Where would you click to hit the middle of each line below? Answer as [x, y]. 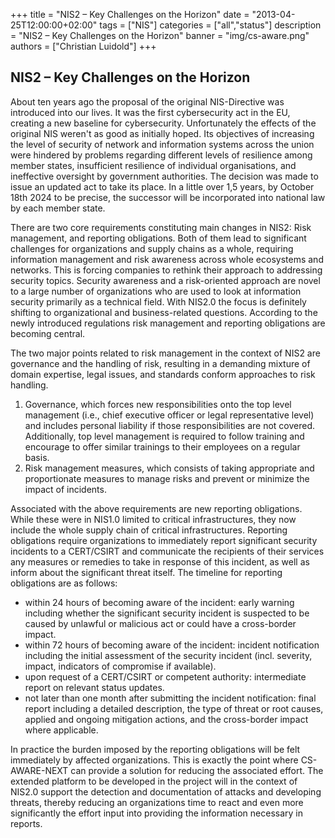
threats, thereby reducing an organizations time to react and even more [157, 802]
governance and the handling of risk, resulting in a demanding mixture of [160, 363]
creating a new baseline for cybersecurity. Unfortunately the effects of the [163, 123]
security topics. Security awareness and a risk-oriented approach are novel [165, 280]
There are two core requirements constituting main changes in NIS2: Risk [161, 227]
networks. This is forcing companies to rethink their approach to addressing [166, 270]
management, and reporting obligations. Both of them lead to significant [158, 238]
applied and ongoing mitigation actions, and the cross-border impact [166, 719]
